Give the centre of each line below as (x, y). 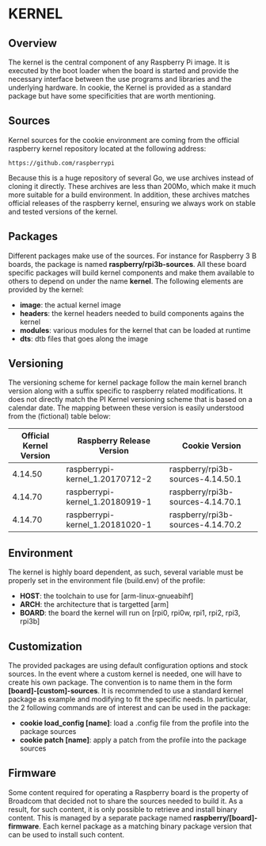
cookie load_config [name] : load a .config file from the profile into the (134, 723)
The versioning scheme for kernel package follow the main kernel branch (127, 383)
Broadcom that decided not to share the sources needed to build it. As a (126, 801)
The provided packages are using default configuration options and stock (128, 666)
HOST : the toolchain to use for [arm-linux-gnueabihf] (106, 596)
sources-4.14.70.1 (205, 502)
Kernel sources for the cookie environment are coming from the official (124, 140)
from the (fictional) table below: (59, 416)
